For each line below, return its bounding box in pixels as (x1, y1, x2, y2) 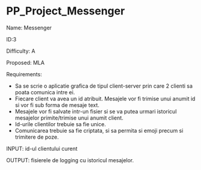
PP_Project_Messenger (6, 4, 125, 18)
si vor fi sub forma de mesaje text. (14, 101, 100, 109)
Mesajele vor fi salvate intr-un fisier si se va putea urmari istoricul (14, 108, 177, 115)
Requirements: (6, 70, 42, 77)
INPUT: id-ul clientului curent (6, 145, 78, 152)
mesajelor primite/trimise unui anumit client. (14, 114, 124, 121)
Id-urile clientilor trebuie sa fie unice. (14, 120, 106, 127)
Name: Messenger (6, 24, 52, 31)
